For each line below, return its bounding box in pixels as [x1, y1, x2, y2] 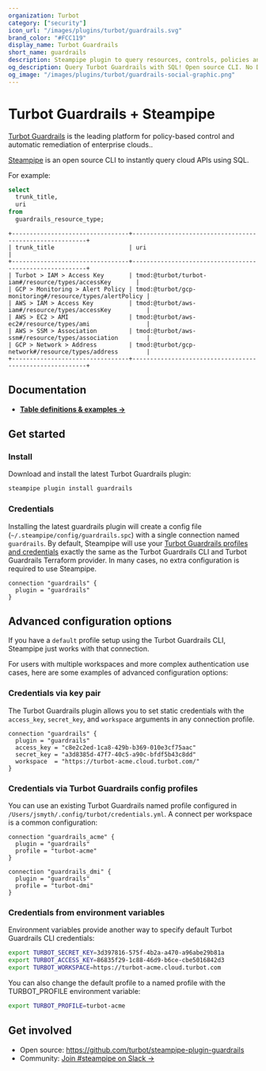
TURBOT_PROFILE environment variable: [8, 986, 141, 996]
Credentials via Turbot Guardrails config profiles [8, 783, 198, 794]
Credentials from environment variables [8, 907, 165, 918]
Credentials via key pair [8, 688, 101, 699]
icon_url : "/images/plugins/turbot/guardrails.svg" [8, 26, 182, 34]
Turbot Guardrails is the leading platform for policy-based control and [8, 131, 235, 141]
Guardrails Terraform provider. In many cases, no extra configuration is [8, 555, 240, 565]
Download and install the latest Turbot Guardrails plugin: [8, 470, 192, 479]
